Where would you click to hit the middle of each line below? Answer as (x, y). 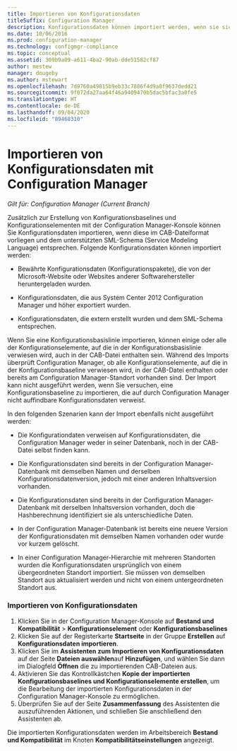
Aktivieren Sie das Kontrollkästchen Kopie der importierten (104, 673)
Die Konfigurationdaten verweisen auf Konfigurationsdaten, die (109, 435)
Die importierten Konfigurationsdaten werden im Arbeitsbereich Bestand (113, 732)
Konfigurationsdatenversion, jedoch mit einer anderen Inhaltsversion (117, 479)
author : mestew (30, 66)
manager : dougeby (33, 73)
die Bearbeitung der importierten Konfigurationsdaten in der (104, 688)
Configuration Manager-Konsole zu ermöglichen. (89, 696)
